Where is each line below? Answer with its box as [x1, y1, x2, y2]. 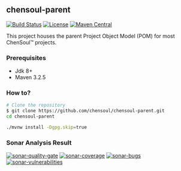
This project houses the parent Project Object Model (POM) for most [6, 32, 175, 40]
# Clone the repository [6, 102, 66, 109]
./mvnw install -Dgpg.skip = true [6, 124, 87, 131]
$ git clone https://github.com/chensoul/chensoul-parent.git [6, 108, 165, 114]
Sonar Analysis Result [6, 138, 72, 146]
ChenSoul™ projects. [6, 38, 57, 46]
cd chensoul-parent [6, 113, 55, 119]
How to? [6, 89, 31, 97]
